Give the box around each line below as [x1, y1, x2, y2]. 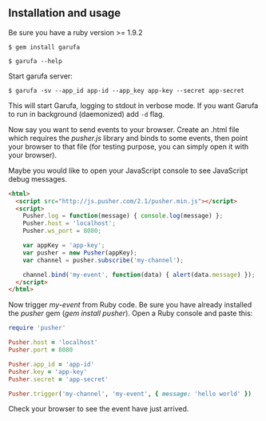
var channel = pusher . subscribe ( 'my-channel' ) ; [22, 256, 184, 264]
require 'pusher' [8, 324, 66, 332]
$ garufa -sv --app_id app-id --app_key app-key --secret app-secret [8, 86, 245, 94]
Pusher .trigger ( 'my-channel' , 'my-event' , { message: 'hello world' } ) [8, 390, 252, 398]
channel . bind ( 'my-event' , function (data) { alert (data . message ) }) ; [22, 271, 256, 279]
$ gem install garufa [8, 43, 81, 51]
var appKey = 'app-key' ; [22, 242, 105, 250]
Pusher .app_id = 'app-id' [8, 360, 94, 368]
